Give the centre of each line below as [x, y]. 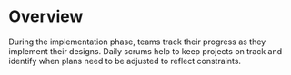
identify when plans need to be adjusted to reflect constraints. [125, 61]
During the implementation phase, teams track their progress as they [137, 42]
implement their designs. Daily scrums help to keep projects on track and [145, 51]
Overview [46, 17]
